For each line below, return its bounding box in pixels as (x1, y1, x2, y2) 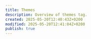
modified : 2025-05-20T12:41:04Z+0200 (5, 21, 85, 27)
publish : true (5, 26, 36, 31)
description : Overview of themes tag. (5, 12, 87, 17)
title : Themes (5, 7, 36, 13)
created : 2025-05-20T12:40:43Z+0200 (5, 17, 83, 22)
